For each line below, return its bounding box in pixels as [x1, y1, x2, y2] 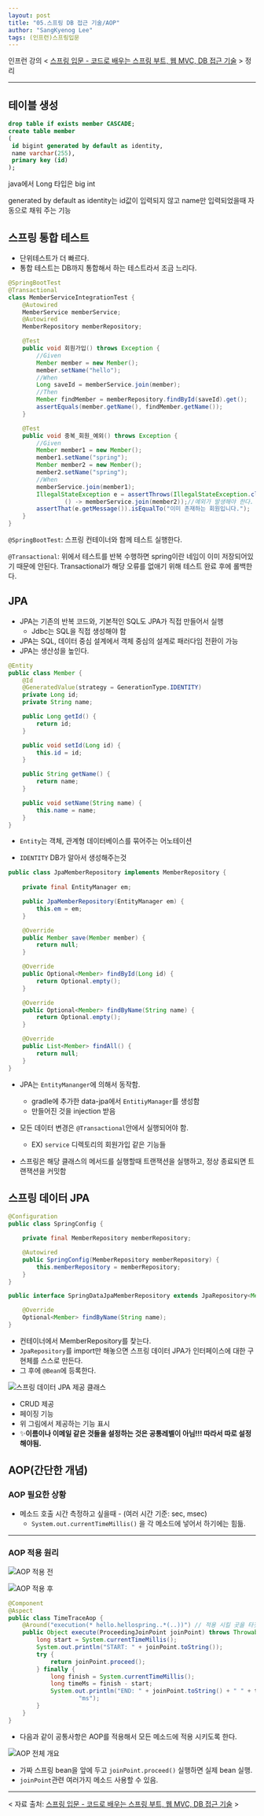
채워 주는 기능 [28, 206, 71, 215]
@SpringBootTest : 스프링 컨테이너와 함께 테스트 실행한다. [8, 535, 183, 544]
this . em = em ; [36, 905, 82, 913]
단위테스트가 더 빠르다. [19, 254, 90, 262]
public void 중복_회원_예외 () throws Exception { [22, 432, 178, 439]
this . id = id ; [36, 749, 82, 757]
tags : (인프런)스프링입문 [8, 33, 80, 42]
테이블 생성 [8, 98, 59, 112]
